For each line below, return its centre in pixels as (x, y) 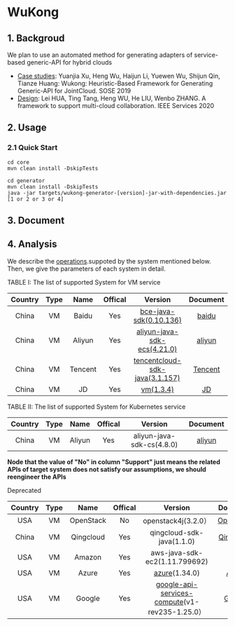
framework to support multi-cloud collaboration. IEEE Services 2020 (116, 106)
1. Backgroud (36, 38)
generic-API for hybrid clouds (70, 62)
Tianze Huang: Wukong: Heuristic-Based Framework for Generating (115, 83)
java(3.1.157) (157, 378)
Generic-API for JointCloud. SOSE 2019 (74, 91)
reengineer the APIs (37, 477)
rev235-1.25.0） (177, 612)
